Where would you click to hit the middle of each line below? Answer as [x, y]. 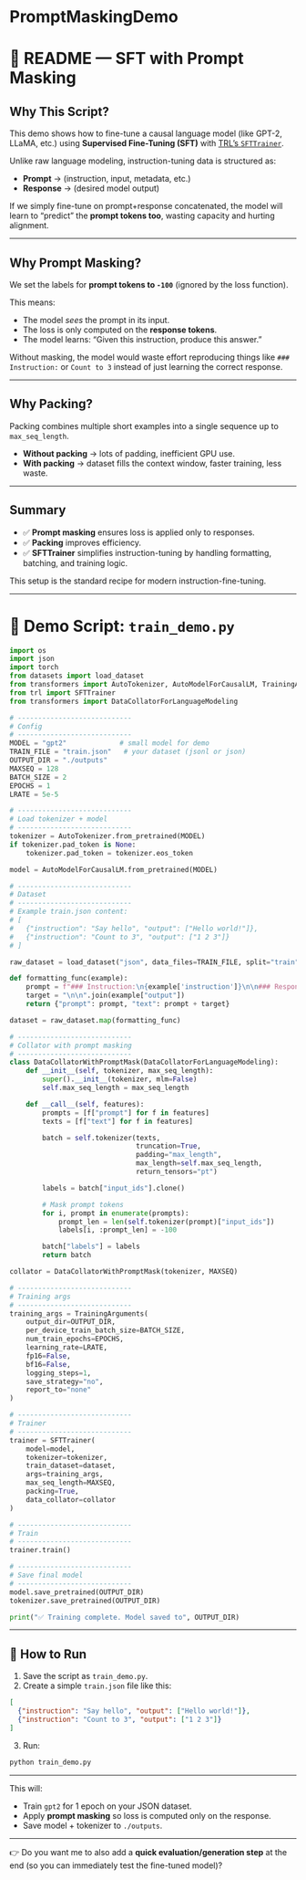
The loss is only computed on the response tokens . [120, 330]
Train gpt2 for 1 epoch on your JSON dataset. [107, 1806]
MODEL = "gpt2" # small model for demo [109, 743]
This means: [33, 302]
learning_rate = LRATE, [66, 1348]
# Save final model [46, 1575]
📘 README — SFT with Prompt [127, 59]
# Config [26, 726]
